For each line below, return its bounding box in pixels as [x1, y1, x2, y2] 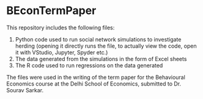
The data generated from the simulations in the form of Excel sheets [15, 55, 187, 62]
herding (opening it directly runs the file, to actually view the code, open [15, 42, 197, 50]
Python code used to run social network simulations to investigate [15, 35, 182, 43]
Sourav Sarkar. [6, 86, 44, 94]
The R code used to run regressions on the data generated [15, 62, 163, 69]
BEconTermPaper [6, 4, 97, 18]
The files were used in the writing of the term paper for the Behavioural [6, 73, 185, 81]
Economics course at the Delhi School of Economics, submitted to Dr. [6, 80, 182, 87]
